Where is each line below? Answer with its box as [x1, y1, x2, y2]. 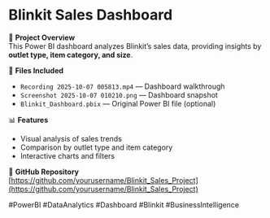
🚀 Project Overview [8, 33, 76, 42]
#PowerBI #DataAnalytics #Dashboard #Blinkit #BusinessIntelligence [8, 199, 240, 209]
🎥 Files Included [8, 65, 63, 75]
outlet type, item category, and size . [8, 50, 133, 59]
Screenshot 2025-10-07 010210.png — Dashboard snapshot [20, 89, 218, 99]
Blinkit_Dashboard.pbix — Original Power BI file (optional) [20, 98, 216, 108]
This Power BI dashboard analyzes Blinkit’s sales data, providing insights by [8, 41, 262, 50]
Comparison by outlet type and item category [20, 142, 173, 152]
